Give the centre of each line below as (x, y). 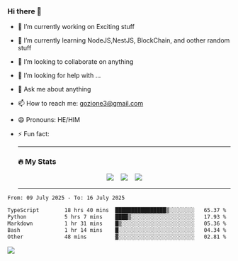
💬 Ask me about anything (54, 89)
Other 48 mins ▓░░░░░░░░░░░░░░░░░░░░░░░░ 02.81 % (117, 237)
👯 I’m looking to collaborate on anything (75, 62)
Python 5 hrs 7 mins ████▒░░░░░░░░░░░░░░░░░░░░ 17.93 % (117, 217)
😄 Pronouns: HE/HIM (49, 120)
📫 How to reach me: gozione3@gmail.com (80, 104)
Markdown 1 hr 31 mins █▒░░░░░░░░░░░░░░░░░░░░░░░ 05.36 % (117, 224)
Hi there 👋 (25, 11)
